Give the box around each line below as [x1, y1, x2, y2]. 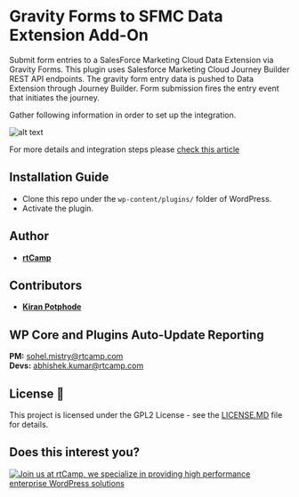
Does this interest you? [9, 445, 141, 460]
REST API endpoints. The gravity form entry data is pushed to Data [9, 73, 255, 84]
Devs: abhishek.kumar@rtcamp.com [9, 360, 144, 371]
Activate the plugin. [21, 203, 94, 213]
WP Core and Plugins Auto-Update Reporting [9, 327, 264, 342]
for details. [9, 420, 49, 429]
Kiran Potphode [21, 301, 82, 312]
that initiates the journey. [9, 92, 101, 103]
